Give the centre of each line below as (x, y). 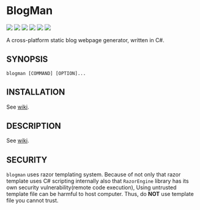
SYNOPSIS (27, 60)
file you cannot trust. (32, 201)
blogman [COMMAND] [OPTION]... (46, 73)
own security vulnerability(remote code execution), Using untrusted (91, 187)
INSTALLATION (36, 92)
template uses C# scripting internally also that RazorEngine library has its (98, 181)
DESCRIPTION (34, 126)
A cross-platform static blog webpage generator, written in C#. (85, 40)
